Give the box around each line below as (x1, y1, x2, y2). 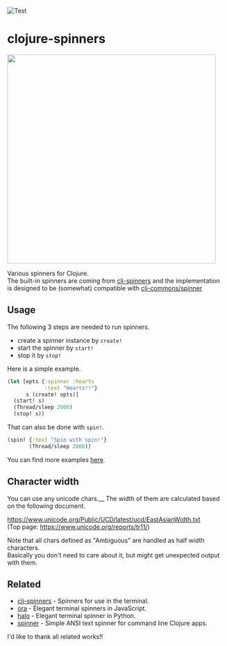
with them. (7, 558, 37, 567)
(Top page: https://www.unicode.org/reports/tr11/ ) (7, 523, 151, 531)
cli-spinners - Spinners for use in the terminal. (17, 597, 149, 606)
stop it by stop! (17, 351, 62, 359)
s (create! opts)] (25, 391, 79, 398)
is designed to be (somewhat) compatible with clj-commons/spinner (7, 284, 203, 292)
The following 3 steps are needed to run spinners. (7, 323, 150, 331)
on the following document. (7, 502, 85, 510)
